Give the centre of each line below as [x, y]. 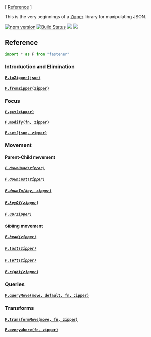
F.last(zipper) [21, 249]
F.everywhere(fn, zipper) [32, 330]
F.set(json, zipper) [26, 133]
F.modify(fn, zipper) [27, 122]
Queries [15, 284]
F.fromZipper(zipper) [27, 88]
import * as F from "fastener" [37, 54]
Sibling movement [24, 226]
